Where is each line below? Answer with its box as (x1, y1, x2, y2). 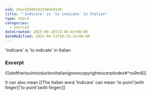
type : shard (5, 16, 29, 21)
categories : (5, 20, 29, 26)
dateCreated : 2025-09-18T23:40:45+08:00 (5, 29, 88, 34)
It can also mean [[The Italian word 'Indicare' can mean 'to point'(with (5, 80, 144, 85)
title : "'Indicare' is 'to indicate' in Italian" (5, 12, 108, 16)
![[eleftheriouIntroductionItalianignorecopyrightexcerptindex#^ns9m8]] (5, 70, 147, 76)
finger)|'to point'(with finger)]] (5, 85, 66, 91)
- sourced (9, 25, 29, 30)
